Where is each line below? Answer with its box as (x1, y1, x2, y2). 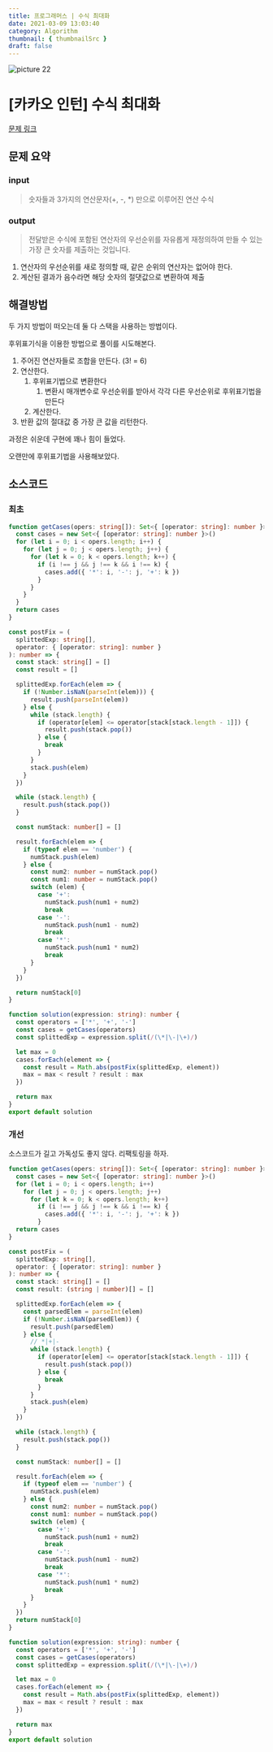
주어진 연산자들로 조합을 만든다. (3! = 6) (19, 355, 148, 366)
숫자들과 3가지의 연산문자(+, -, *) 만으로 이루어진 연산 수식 (28, 194, 214, 204)
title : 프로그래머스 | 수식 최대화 (8, 11, 110, 20)
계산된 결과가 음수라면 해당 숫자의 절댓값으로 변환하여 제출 (19, 272, 206, 282)
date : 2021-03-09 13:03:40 (8, 20, 100, 28)
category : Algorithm (8, 27, 79, 35)
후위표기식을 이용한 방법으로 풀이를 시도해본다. (8, 338, 157, 348)
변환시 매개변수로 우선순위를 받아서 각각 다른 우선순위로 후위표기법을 (44, 386, 262, 396)
